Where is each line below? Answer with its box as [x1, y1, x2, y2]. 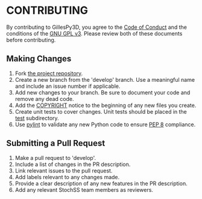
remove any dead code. [14, 95, 74, 102]
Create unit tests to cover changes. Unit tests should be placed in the [14, 108, 187, 115]
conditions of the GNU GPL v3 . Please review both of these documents [6, 29, 183, 37]
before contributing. [6, 36, 56, 43]
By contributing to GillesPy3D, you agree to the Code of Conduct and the [6, 23, 187, 31]
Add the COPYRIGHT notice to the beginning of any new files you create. [14, 102, 197, 109]
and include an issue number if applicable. [14, 82, 121, 90]
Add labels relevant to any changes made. [14, 173, 120, 180]
